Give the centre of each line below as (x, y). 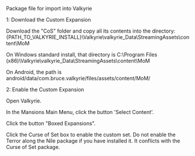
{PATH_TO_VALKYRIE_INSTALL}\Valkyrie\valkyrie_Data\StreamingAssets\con (98, 37)
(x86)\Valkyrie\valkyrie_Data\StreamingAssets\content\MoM (78, 61)
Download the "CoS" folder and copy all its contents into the (78, 31)
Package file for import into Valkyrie (49, 8)
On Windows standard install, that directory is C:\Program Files (82, 54)
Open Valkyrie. (24, 101)
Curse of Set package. (33, 147)
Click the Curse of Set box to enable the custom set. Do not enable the (91, 134)
